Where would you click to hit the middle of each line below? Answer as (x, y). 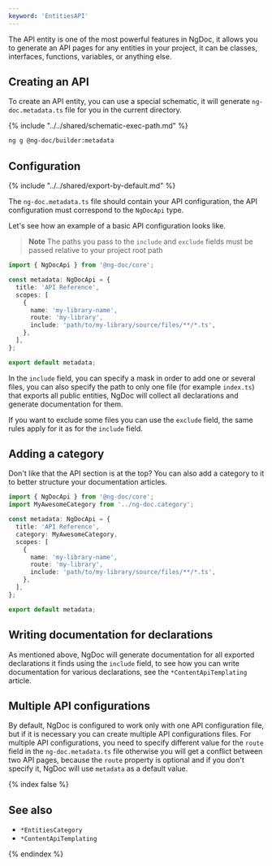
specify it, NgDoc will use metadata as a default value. (98, 768)
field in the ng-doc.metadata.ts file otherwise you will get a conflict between (136, 751)
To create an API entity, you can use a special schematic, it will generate (129, 102)
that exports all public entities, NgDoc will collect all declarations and (123, 395)
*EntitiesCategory (51, 830)
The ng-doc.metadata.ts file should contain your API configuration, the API (133, 202)
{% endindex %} (36, 854)
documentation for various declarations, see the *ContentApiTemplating (128, 672)
